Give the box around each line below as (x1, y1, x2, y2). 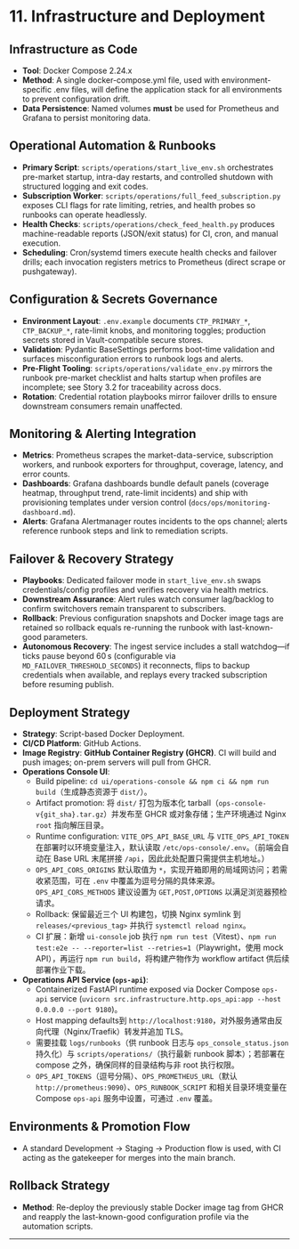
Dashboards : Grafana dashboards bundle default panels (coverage (21, 478, 270, 489)
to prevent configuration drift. (21, 93, 131, 104)
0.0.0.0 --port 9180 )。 (35, 1004, 123, 1015)
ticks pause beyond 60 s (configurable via (21, 651, 176, 661)
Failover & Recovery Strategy (9, 551, 174, 566)
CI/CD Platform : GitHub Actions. (21, 738, 141, 749)
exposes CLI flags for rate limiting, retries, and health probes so (21, 199, 256, 210)
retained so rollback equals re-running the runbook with (21, 622, 227, 633)
